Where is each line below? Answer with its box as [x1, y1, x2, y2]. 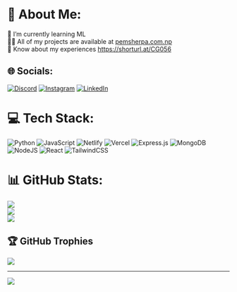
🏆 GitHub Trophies [7, 235, 94, 247]
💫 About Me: [7, 6, 82, 23]
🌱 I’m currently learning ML [7, 30, 86, 38]
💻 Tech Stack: [7, 110, 95, 126]
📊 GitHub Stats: [7, 172, 104, 188]
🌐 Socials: [7, 65, 54, 77]
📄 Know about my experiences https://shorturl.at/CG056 [7, 45, 171, 53]
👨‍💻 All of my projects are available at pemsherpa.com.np [7, 37, 173, 45]
